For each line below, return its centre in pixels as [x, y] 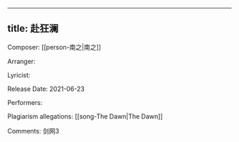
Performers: [25, 102]
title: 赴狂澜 [33, 29]
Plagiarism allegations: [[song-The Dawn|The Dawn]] [85, 116]
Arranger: [21, 61]
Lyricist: [19, 75]
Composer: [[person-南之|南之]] [54, 47]
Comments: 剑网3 [33, 131]
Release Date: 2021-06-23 [46, 89]
